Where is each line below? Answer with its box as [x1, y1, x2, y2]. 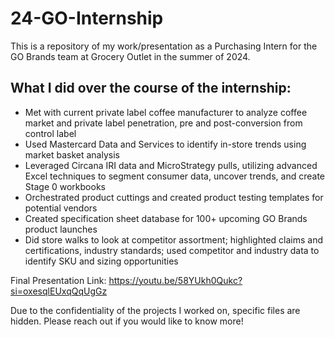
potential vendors [24, 202, 98, 214]
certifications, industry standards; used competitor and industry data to [24, 244, 320, 256]
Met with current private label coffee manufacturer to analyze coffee [24, 106, 308, 118]
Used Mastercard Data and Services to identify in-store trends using [24, 138, 307, 150]
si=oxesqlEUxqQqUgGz [10, 285, 108, 297]
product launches [24, 223, 98, 235]
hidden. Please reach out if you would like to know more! [10, 315, 244, 327]
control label [24, 127, 77, 139]
